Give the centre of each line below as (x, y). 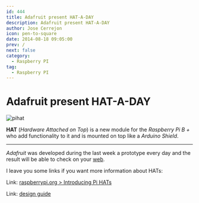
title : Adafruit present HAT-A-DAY (50, 17)
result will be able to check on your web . (56, 159)
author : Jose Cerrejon (34, 28)
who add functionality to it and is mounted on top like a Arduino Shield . (92, 136)
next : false (21, 50)
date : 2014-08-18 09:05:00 (39, 39)
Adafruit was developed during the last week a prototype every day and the (98, 153)
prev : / (16, 45)
